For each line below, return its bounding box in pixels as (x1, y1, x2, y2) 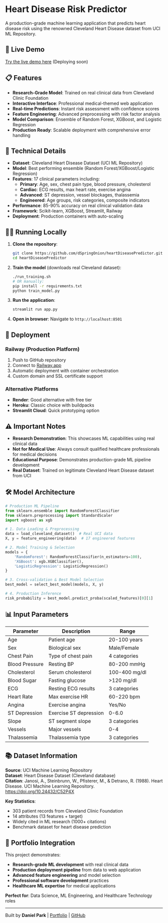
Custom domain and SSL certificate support (12, 373, 103, 379)
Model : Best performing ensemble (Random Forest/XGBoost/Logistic (12, 165, 155, 171)
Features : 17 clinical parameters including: (12, 176, 100, 182)
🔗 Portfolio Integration (5, 838, 75, 847)
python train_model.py (12, 288, 60, 293)
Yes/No (108, 701, 126, 708)
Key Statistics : (5, 798, 36, 804)
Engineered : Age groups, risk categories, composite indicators (19, 197, 150, 204)
